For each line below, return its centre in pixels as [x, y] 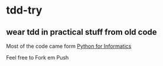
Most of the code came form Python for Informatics [69, 46]
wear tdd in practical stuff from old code [82, 32]
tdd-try [24, 10]
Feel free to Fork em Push [38, 57]
